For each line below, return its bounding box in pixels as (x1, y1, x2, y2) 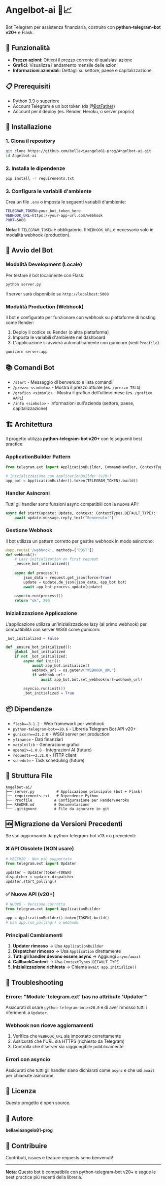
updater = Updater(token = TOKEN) (5, 870, 72, 875)
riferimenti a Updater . (5, 1009, 48, 1016)
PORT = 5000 (5, 218, 26, 223)
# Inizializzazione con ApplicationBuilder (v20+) (5, 473, 112, 479)
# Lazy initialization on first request (14, 557, 99, 562)
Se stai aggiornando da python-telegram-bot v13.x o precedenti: (5, 833, 136, 839)
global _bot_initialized (14, 650, 66, 654)
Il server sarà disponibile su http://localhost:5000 (5, 290, 109, 297)
